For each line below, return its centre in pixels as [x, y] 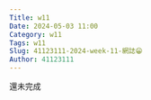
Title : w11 [30, 18]
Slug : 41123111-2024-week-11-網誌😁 [76, 51]
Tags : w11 [28, 43]
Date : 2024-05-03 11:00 [54, 26]
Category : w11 [36, 34]
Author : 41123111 [42, 59]
